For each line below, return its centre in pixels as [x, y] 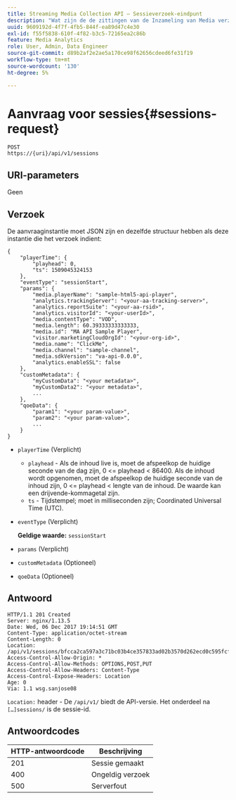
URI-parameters [43, 175]
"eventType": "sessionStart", [64, 282]
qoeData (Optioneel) [46, 576]
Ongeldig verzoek [120, 774]
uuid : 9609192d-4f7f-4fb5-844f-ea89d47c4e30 [73, 27]
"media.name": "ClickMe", [71, 344]
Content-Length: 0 [34, 639]
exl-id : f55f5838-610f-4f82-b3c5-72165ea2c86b [77, 33]
